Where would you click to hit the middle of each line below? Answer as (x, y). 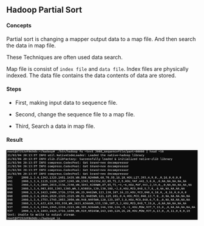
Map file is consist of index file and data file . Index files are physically (97, 68)
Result (15, 140)
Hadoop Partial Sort (44, 10)
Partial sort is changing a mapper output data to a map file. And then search (101, 39)
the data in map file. (31, 45)
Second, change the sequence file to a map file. (75, 114)
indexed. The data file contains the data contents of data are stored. (91, 75)
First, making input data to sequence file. (66, 102)
